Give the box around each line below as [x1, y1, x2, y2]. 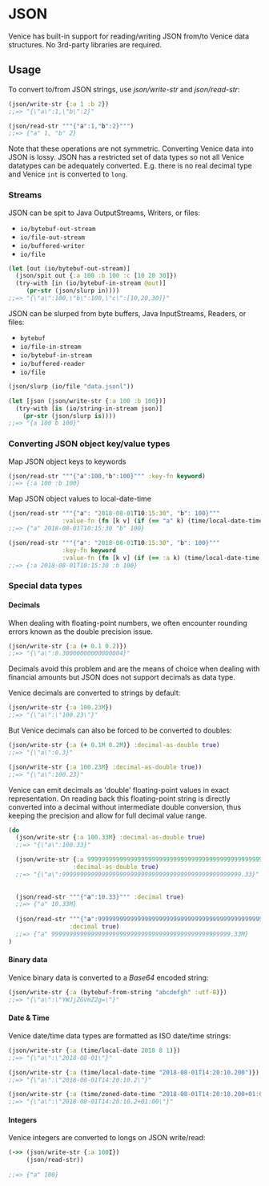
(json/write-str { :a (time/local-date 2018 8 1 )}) [8, 1046, 181, 1054]
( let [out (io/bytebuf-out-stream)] [8, 264, 130, 273]
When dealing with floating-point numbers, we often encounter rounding [8, 618, 248, 628]
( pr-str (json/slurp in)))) [26, 286, 120, 295]
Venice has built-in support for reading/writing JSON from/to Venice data [8, 31, 250, 41]
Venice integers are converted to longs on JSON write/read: [8, 1133, 206, 1143]
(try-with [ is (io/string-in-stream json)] [15, 404, 163, 412]
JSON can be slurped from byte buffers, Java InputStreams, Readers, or [8, 308, 247, 318]
